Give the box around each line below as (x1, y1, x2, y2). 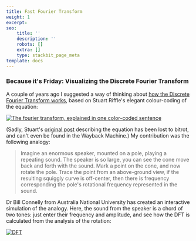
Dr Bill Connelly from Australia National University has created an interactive (6, 198, 190, 206)
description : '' (16, 36, 57, 42)
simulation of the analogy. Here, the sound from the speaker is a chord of (6, 205, 183, 212)
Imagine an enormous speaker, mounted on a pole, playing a (20, 149, 167, 156)
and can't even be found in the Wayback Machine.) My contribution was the (6, 132, 190, 139)
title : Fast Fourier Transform (6, 8, 83, 15)
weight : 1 (6, 14, 31, 20)
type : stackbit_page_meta (16, 52, 80, 58)
